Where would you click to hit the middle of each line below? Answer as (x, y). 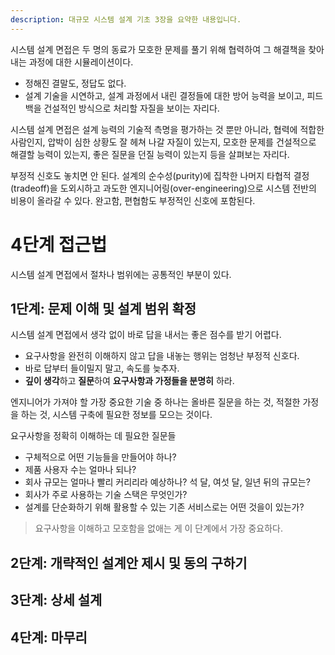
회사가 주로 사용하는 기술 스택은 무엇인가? (106, 495)
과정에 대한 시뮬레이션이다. (81, 62)
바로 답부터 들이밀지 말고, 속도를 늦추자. (102, 368)
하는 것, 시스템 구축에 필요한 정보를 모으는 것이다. (116, 415)
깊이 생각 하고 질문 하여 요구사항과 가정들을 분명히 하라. (129, 381)
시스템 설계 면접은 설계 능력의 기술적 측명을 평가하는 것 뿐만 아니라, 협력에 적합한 (167, 129)
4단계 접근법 (59, 244)
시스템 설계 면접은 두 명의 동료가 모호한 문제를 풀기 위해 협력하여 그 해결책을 (158, 49)
